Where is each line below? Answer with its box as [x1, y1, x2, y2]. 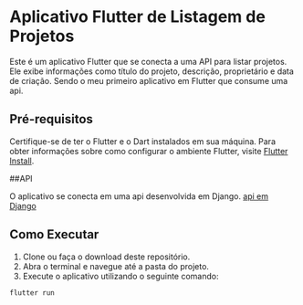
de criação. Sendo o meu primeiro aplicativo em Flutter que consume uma [9, 75, 288, 86]
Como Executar [9, 226, 99, 243]
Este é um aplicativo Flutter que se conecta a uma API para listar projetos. [9, 56, 287, 67]
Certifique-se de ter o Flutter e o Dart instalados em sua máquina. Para [9, 135, 277, 147]
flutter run [9, 288, 55, 298]
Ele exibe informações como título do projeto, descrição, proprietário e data [9, 66, 295, 77]
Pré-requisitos [9, 111, 94, 127]
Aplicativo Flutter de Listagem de [9, 6, 266, 27]
